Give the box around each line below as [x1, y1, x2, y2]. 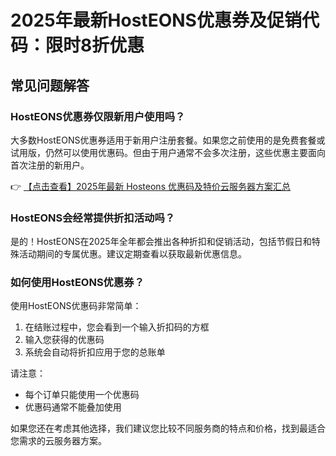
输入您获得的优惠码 [24, 334, 105, 346]
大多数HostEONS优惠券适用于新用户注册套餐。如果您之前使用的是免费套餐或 [10, 134, 326, 146]
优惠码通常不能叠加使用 [24, 401, 122, 413]
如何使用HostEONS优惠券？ [10, 276, 145, 290]
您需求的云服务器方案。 [10, 435, 107, 447]
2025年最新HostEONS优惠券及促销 [10, 9, 302, 32]
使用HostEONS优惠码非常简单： [10, 300, 142, 312]
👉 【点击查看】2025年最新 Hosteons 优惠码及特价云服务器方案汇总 [10, 180, 291, 192]
